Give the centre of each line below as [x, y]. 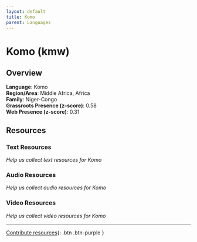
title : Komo [21, 17]
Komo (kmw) [38, 51]
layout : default [26, 11]
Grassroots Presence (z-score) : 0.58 [51, 105]
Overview [24, 73]
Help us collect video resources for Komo [56, 216]
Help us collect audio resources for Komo [56, 188]
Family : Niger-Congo [32, 100]
